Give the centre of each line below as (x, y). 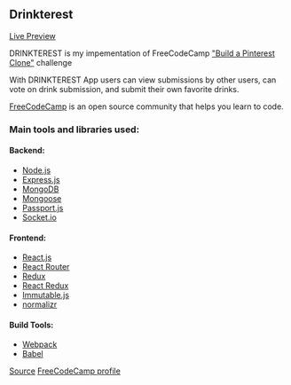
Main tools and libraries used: (75, 130)
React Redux (45, 286)
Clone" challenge (41, 62)
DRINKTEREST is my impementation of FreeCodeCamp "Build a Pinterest (142, 53)
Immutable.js (45, 295)
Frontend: (28, 238)
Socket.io (39, 217)
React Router (46, 267)
